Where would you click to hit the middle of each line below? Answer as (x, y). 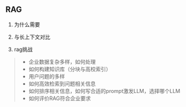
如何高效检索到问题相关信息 (62, 84)
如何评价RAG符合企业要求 (60, 98)
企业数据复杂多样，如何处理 (62, 61)
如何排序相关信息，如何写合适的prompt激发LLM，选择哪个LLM (104, 91)
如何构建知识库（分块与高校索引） (70, 69)
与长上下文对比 (32, 37)
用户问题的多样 (47, 76)
